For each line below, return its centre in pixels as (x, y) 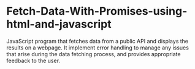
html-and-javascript (59, 24)
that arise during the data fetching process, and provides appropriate (94, 54)
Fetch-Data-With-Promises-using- (97, 11)
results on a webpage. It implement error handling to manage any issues (97, 48)
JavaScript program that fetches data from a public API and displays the (97, 41)
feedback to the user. (33, 60)
